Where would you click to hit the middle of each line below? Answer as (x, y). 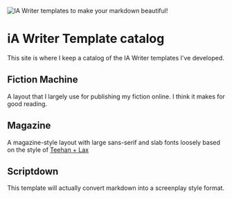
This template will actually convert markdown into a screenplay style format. (116, 188)
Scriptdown (33, 171)
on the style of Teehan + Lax (48, 150)
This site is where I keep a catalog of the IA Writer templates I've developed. (116, 58)
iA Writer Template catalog (86, 39)
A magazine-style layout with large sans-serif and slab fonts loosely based (114, 142)
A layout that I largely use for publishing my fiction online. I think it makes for (116, 96)
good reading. (27, 103)
